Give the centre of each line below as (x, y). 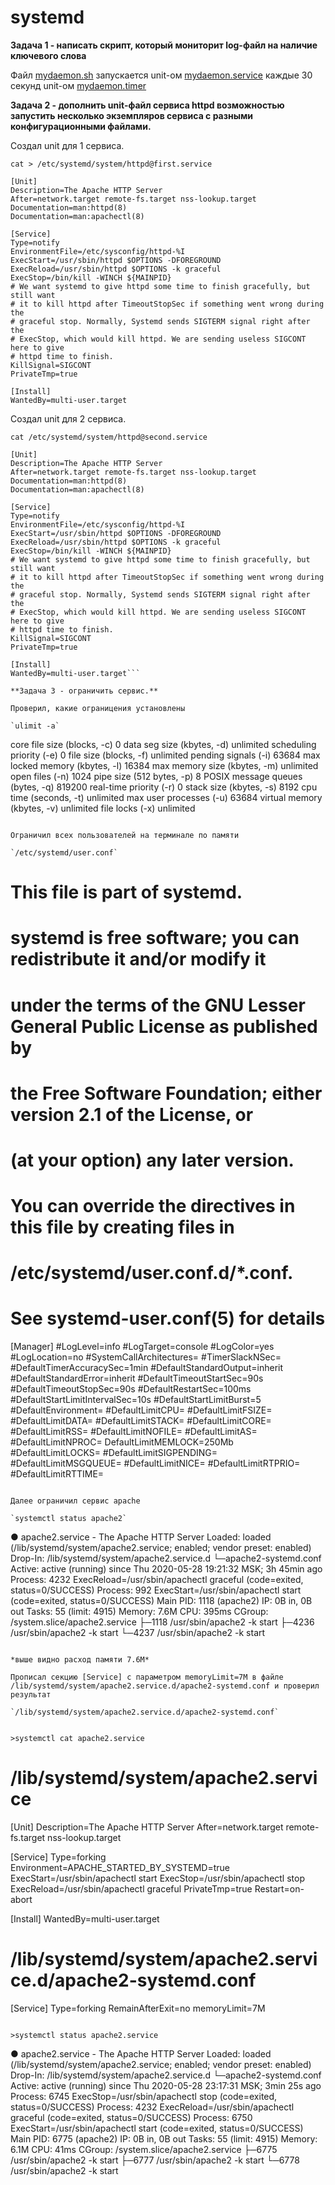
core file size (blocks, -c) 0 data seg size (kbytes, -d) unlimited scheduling (163, 744)
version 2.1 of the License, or (132, 1114)
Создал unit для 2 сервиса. (68, 418)
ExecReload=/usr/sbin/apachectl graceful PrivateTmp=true (131, 1889)
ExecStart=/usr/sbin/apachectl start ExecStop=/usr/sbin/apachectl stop (157, 1878)
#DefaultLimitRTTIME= (57, 1474)
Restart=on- (279, 1889)
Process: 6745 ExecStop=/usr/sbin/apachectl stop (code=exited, (144, 2097)
